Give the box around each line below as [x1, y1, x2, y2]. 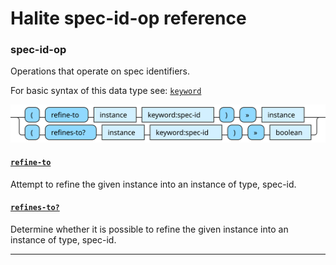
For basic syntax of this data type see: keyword [10, 85, 202, 97]
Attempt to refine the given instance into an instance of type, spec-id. [10, 178, 297, 190]
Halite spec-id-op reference [10, 7, 247, 30]
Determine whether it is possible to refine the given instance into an [10, 223, 289, 235]
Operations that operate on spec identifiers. [10, 65, 191, 77]
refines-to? [10, 203, 60, 213]
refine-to [10, 158, 52, 168]
